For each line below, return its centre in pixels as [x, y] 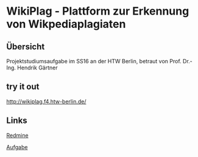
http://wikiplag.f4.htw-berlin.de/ [46, 101]
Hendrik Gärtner [37, 68]
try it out [23, 87]
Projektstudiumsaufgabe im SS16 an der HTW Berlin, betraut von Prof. [94, 61]
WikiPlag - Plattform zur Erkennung [98, 11]
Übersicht [26, 47]
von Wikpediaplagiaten [66, 24]
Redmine [17, 135]
